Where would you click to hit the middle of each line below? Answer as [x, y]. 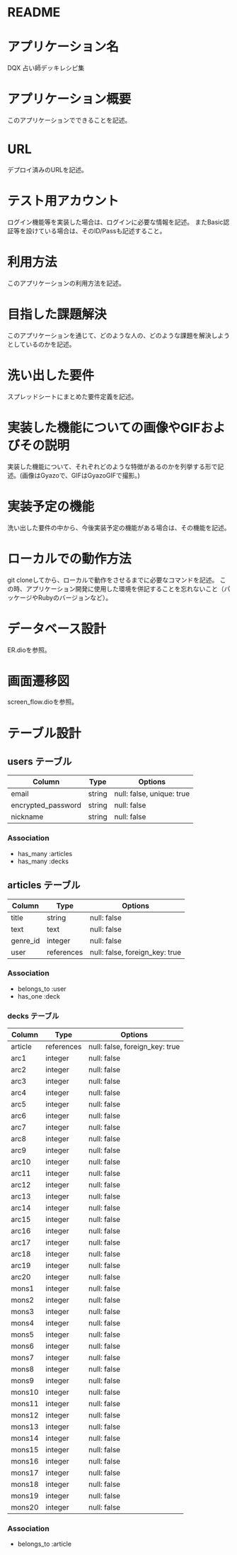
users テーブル [40, 762]
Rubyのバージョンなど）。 [75, 597]
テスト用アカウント [63, 201]
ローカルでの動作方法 [70, 559]
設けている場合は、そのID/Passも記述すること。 [96, 230]
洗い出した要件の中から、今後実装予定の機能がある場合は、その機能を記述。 [119, 527]
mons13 [25, 1427]
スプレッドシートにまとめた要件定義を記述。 [73, 396]
